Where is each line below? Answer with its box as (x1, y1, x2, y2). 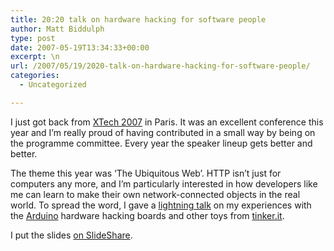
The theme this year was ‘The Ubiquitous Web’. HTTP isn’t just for (10, 167, 282, 179)
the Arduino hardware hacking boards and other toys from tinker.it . (10, 209, 285, 221)
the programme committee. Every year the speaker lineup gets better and (10, 137, 313, 149)
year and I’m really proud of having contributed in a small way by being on (10, 126, 316, 138)
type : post (10, 33, 56, 43)
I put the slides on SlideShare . (10, 229, 133, 241)
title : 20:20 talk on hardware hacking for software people (10, 14, 267, 25)
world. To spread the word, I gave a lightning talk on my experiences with (10, 199, 312, 211)
